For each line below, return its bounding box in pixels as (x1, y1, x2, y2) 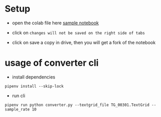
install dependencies (12, 74, 56, 80)
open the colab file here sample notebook (12, 20, 99, 26)
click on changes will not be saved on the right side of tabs (12, 29, 145, 35)
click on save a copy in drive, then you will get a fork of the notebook (12, 39, 156, 46)
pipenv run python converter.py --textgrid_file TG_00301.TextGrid (5, 102, 150, 107)
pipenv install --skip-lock (5, 84, 64, 89)
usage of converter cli (5, 57, 99, 69)
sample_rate (5, 107, 30, 112)
